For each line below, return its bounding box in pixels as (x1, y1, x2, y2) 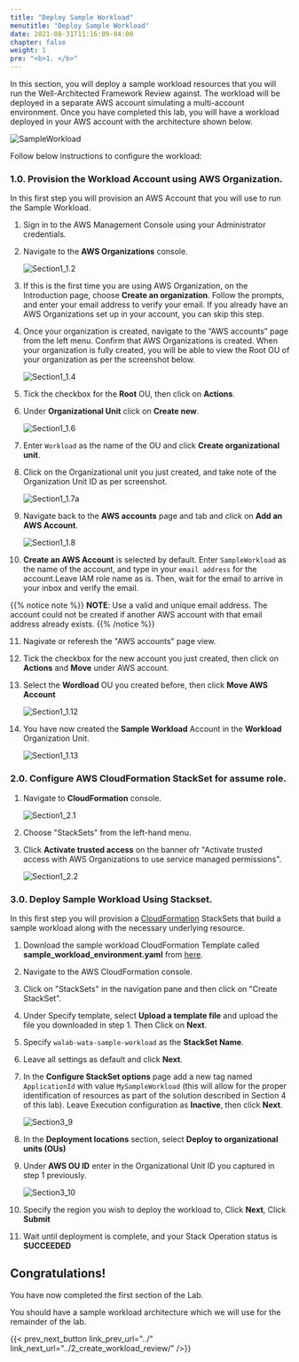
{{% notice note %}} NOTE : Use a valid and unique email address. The (10, 600, 268, 610)
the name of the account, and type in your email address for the (22, 564, 257, 575)
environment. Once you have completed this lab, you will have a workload (10, 107, 279, 117)
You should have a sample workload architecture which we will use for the (10, 1306, 281, 1318)
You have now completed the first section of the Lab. (10, 1289, 204, 1300)
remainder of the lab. (10, 1316, 87, 1327)
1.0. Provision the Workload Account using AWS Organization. (10, 172, 283, 185)
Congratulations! (10, 1266, 106, 1281)
